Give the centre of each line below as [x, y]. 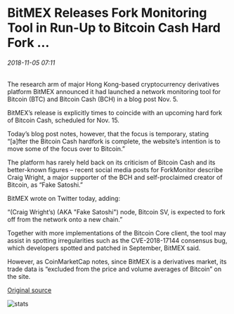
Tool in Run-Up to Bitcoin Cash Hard [114, 28]
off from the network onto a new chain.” [65, 220]
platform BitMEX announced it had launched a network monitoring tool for [114, 92]
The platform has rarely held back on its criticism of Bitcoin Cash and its [111, 162]
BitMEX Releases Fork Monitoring [107, 13]
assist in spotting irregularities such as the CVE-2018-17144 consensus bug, [117, 241]
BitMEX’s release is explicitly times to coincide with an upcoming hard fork [115, 113]
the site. [19, 277]
